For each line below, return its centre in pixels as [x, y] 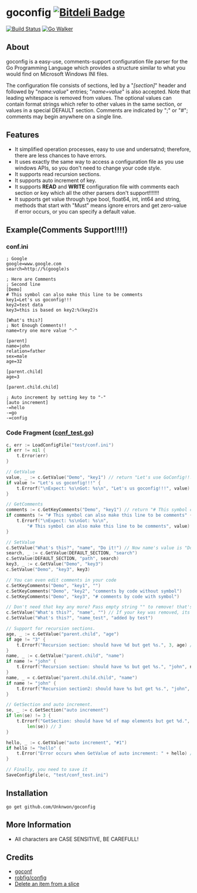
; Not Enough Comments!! [36, 326]
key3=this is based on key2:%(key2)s [52, 310]
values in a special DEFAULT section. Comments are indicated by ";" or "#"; [97, 110]
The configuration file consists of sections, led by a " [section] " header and [96, 85]
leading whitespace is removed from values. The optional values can [89, 97]
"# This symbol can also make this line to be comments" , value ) [109, 526]
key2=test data [25, 305]
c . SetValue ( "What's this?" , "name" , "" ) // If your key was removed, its [98, 613]
